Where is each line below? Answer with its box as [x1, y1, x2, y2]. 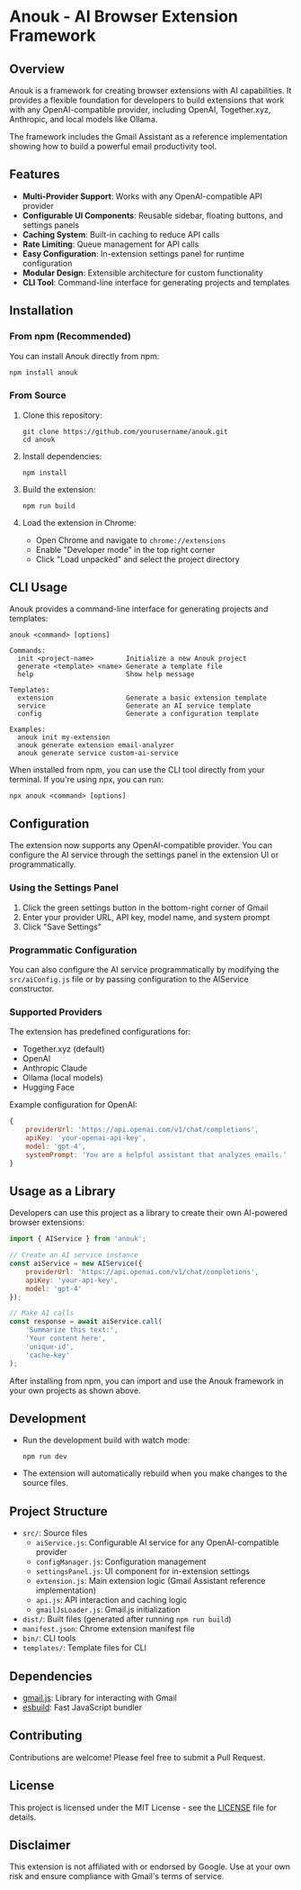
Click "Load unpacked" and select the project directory [35, 554, 240, 565]
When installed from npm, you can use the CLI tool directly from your [9, 764, 265, 775]
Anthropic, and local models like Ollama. [9, 114, 158, 124]
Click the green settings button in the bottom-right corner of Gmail [22, 902, 269, 913]
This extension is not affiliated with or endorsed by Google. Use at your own [9, 1861, 290, 1872]
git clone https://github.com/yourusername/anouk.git [22, 427, 228, 436]
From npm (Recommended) [9, 330, 132, 343]
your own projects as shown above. [9, 1385, 141, 1396]
